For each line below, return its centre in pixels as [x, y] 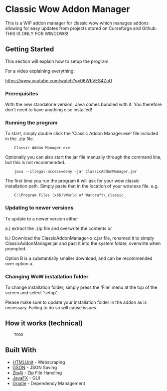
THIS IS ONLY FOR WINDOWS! [37, 33]
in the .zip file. [20, 139]
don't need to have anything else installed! [49, 110]
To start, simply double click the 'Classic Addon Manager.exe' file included [82, 134]
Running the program [31, 122]
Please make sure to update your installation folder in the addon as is [76, 302]
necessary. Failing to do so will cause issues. [51, 307]
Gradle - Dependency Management [49, 383]
